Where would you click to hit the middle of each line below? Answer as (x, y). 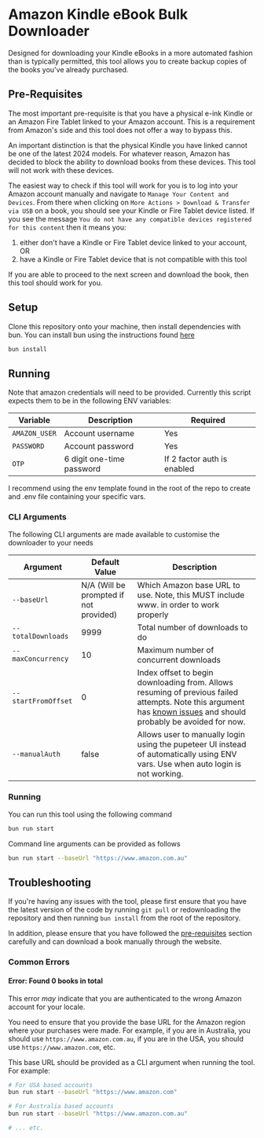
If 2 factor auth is (196, 459)
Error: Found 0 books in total (56, 981)
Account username (99, 434)
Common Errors (39, 962)
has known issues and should (191, 711)
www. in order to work (178, 604)
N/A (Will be (103, 585)
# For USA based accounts (50, 1085)
